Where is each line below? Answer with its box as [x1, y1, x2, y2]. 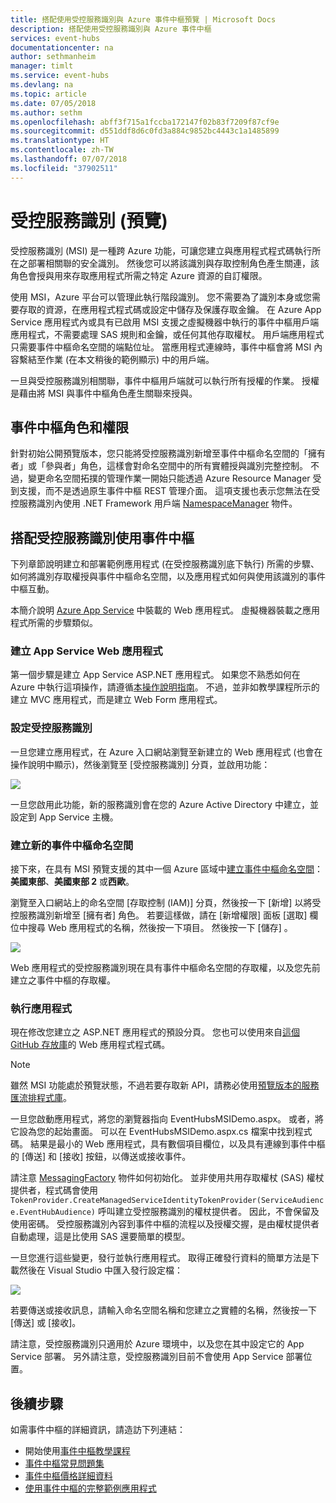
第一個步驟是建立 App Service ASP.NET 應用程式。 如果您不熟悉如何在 [10, 669, 301, 681]
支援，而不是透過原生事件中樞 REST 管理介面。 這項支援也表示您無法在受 [18, 485, 321, 497]
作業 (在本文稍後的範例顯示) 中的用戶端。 [44, 353, 215, 365]
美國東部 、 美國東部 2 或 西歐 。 [10, 876, 135, 888]
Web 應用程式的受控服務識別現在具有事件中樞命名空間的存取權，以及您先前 [10, 962, 321, 974]
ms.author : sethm [10, 107, 83, 118]
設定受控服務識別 [10, 721, 93, 735]
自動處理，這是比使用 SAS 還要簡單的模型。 [10, 1231, 191, 1243]
